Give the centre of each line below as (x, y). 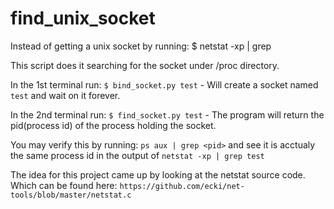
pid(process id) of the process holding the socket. (113, 125)
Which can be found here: (64, 185)
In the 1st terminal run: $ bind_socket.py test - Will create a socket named (164, 84)
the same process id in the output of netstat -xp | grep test (137, 155)
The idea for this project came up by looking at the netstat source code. (158, 174)
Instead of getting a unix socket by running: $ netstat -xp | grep (141, 46)
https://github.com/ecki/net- (182, 186)
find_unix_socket (83, 18)
